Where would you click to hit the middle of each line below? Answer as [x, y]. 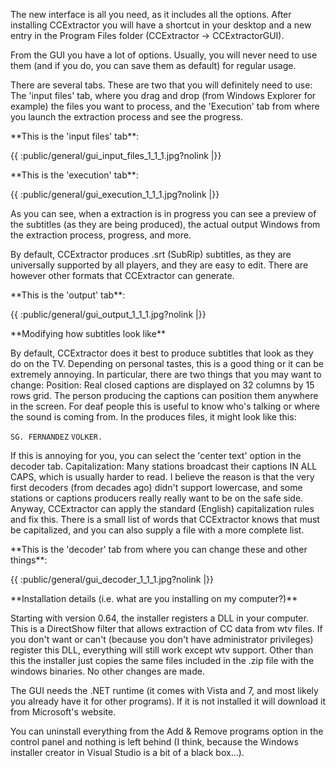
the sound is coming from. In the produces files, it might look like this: [153, 417]
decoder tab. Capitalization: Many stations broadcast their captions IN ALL [164, 466]
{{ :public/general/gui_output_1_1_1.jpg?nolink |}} [108, 314]
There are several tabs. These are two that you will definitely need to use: [161, 85]
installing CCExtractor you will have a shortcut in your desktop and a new [161, 25]
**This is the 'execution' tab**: [74, 175]
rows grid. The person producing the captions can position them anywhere [164, 395]
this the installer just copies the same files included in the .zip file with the [162, 660]
